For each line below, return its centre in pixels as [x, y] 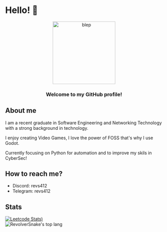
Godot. [12, 143]
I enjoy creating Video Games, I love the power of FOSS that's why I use [79, 138]
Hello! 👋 [22, 10]
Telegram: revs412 [31, 191]
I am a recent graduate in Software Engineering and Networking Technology [83, 123]
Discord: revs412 [30, 186]
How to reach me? [34, 174]
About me [21, 110]
